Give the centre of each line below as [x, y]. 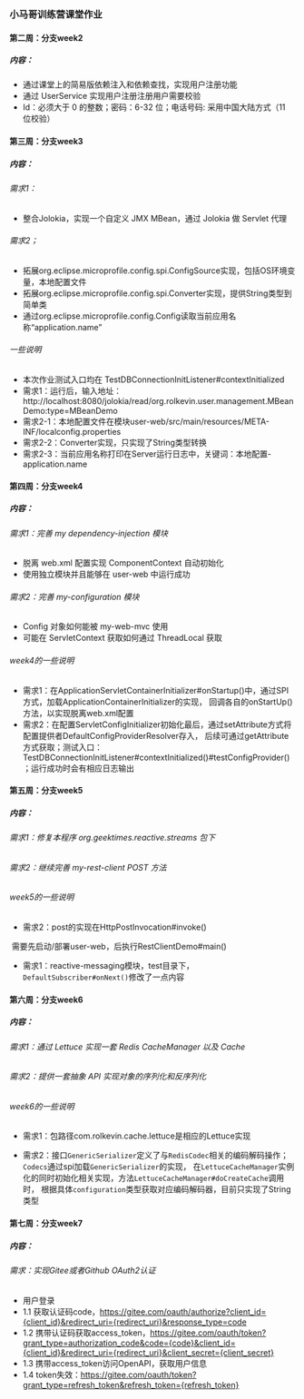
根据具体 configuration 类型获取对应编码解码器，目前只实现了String [166, 1189]
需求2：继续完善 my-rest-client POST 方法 [88, 867]
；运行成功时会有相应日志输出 [78, 768]
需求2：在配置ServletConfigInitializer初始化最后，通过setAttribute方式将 [157, 724]
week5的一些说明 [42, 897]
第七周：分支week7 [46, 1224]
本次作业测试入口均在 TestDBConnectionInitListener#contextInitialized [153, 379]
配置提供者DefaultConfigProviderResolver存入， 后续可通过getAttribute [156, 735]
